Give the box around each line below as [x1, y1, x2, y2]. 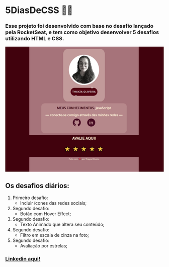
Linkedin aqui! [5, 255, 41, 262]
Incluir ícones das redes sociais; [20, 200, 87, 206]
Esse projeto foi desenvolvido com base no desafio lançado [5, 23, 154, 30]
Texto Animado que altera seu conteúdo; [20, 221, 105, 228]
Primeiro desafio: [12, 195, 48, 201]
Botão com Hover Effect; [20, 211, 71, 217]
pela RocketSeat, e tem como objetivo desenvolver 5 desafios [5, 29, 159, 36]
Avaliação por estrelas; [20, 243, 68, 249]
